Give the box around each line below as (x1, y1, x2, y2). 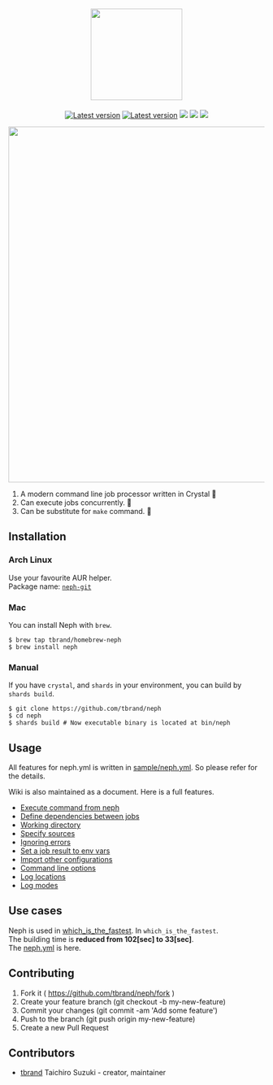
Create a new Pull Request (19, 1022, 110, 1032)
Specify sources (19, 829, 76, 839)
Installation (8, 529, 67, 544)
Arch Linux (8, 554, 53, 565)
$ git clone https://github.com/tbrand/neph (8, 704, 162, 713)
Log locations (19, 872, 67, 882)
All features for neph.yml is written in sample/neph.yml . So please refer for (8, 763, 258, 773)
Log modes (19, 881, 58, 891)
